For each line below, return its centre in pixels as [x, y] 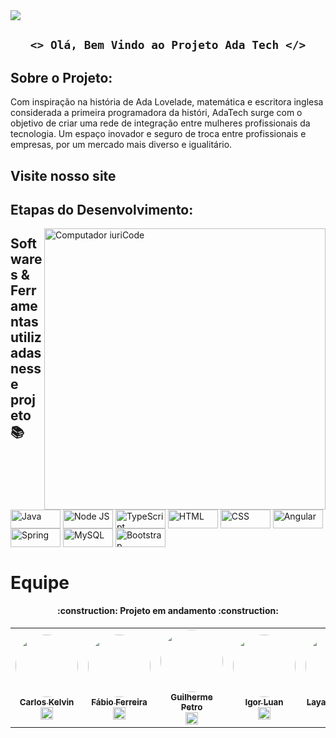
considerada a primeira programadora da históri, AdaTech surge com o [156, 113]
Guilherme [191, 697]
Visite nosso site [63, 175]
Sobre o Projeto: [61, 77]
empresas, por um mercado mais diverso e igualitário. [121, 145]
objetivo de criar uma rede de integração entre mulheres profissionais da [160, 123]
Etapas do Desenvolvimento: [102, 209]
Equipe [40, 582]
